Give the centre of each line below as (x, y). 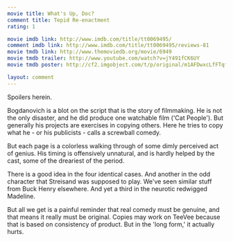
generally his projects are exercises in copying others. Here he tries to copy (115, 125)
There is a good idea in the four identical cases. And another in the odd (109, 174)
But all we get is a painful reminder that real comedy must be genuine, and (113, 209)
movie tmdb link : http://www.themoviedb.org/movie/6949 (89, 52)
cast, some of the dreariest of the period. (66, 161)
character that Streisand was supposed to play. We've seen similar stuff (110, 181)
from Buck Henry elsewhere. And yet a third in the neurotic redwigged (107, 188)
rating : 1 (21, 26)
